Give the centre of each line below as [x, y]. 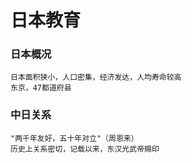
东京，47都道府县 [41, 88]
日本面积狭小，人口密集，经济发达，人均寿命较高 [96, 77]
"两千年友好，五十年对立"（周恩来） [74, 138]
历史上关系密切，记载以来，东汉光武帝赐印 [85, 149]
